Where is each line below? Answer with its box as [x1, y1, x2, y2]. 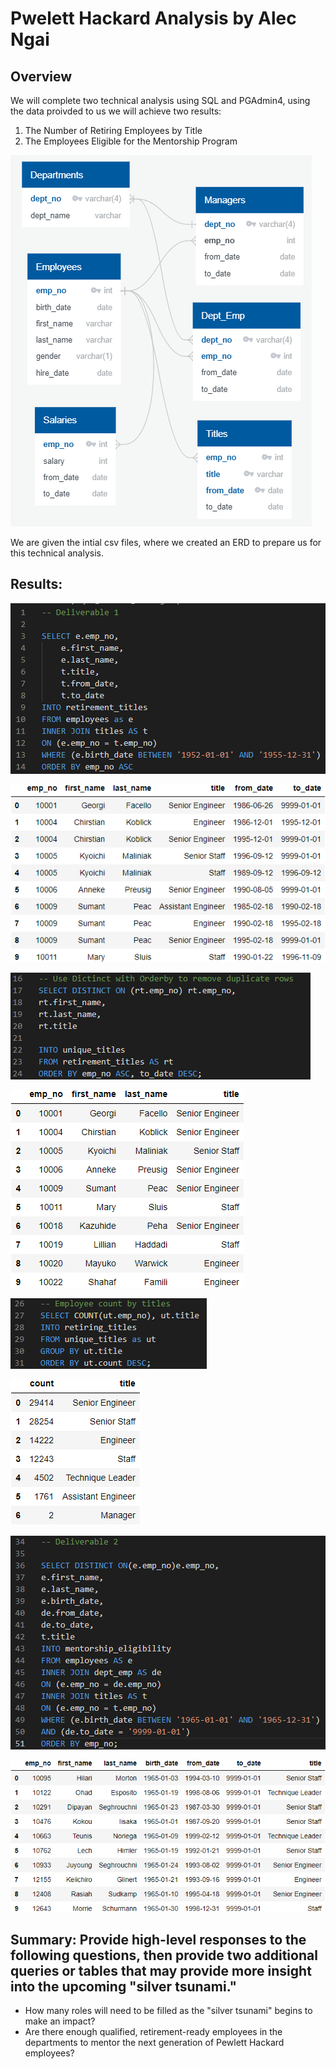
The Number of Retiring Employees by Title [24, 125, 203, 136]
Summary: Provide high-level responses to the [10, 1931, 307, 1948]
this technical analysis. [10, 547, 104, 559]
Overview [10, 68, 73, 85]
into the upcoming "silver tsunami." [10, 1978, 238, 1995]
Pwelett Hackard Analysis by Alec [10, 7, 297, 30]
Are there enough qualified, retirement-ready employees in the [24, 2025, 283, 2037]
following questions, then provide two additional [10, 1947, 318, 1964]
